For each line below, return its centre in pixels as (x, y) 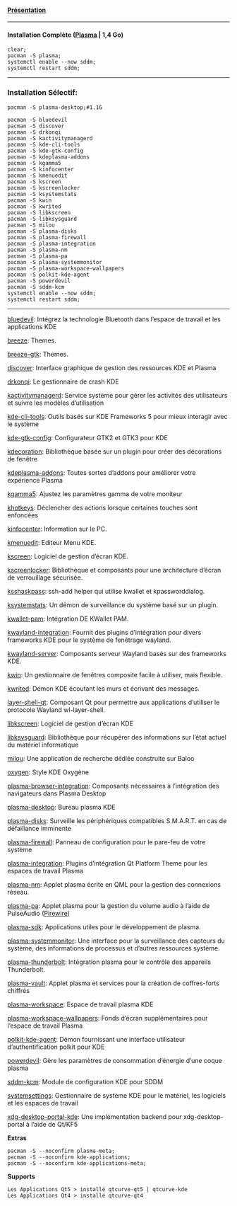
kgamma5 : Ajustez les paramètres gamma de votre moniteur (95, 494)
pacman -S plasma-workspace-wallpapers (66, 268)
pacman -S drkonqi (34, 132)
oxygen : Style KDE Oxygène (48, 772)
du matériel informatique (43, 745)
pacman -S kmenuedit (38, 176)
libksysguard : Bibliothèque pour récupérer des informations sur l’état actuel (117, 737)
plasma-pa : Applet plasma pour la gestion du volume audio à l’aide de (109, 905)
